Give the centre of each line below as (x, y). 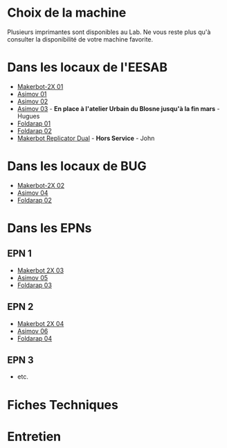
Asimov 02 (33, 101)
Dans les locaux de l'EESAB (88, 68)
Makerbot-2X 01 (40, 86)
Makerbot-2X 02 (40, 185)
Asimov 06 (33, 331)
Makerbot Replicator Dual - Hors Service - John (86, 138)
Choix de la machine (67, 13)
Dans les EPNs (49, 228)
